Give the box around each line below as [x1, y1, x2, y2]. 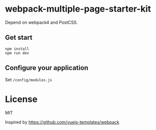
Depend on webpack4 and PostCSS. [5, 19, 78, 25]
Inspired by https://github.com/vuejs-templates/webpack [5, 119, 120, 125]
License [5, 94, 38, 105]
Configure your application [5, 64, 88, 72]
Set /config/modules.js [5, 77, 52, 82]
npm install [5, 46, 29, 51]
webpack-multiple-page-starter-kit [5, 3, 152, 15]
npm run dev [5, 50, 29, 55]
